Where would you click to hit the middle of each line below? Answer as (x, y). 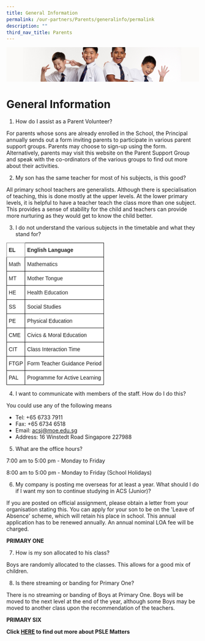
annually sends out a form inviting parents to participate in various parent (99, 140)
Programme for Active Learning (64, 378)
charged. (18, 529)
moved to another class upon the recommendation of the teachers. (91, 608)
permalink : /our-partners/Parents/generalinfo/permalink (80, 19)
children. (17, 571)
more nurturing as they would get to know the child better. (80, 215)
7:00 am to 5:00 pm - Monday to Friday (56, 461)
